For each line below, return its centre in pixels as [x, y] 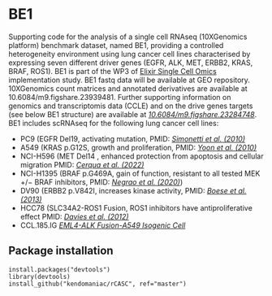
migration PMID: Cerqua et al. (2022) [82, 164]
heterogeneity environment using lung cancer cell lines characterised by [130, 54]
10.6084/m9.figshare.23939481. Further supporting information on [120, 97]
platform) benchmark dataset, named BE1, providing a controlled [116, 45]
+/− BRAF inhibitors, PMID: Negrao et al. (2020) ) [101, 182]
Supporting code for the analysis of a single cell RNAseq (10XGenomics [128, 37]
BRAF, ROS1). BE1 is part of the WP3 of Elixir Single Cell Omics [112, 71]
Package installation [61, 251]
